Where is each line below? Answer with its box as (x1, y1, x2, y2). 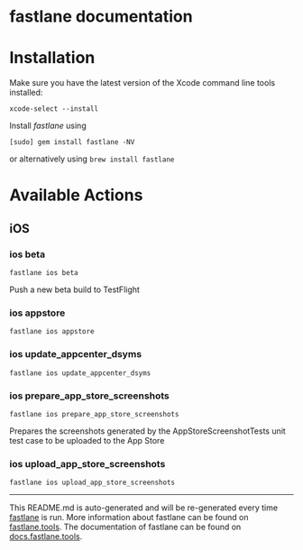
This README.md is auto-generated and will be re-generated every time (9, 502, 278, 513)
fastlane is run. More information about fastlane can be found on (9, 512, 249, 523)
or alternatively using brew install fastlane (9, 153, 175, 164)
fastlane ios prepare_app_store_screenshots (9, 409, 179, 418)
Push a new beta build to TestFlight (9, 284, 140, 295)
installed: (9, 87, 43, 98)
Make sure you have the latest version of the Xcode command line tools (9, 78, 276, 88)
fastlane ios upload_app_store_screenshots (9, 478, 176, 488)
